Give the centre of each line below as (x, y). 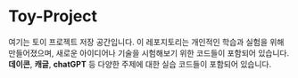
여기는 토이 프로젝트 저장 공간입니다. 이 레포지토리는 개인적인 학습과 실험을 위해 (146, 42)
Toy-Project (53, 16)
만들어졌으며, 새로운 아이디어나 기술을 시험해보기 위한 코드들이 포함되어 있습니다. (149, 53)
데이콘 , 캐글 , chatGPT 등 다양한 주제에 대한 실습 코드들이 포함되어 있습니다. (140, 64)
